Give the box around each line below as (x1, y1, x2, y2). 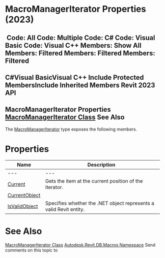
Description (87, 161, 115, 168)
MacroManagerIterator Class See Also (5, 113, 125, 122)
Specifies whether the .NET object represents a (45, 199, 155, 206)
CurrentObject (7, 192, 41, 198)
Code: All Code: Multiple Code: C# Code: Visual (6, 33, 156, 42)
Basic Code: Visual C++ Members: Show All (5, 41, 141, 50)
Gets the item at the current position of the (45, 177, 143, 184)
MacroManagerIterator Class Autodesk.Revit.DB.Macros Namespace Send (5, 242, 156, 248)
